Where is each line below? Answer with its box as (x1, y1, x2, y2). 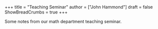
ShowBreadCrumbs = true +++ (4, 9, 68, 15)
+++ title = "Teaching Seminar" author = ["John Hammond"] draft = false (4, 4, 153, 10)
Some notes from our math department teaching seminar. (4, 19, 122, 24)
